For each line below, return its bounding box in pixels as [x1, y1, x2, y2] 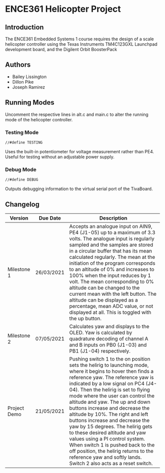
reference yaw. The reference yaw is [69, 374, 154, 381]
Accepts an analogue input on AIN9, [69, 223, 153, 230]
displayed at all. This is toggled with [69, 309, 151, 316]
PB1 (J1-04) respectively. [69, 348, 131, 355]
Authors [5, 60, 31, 69]
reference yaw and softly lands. [69, 454, 142, 461]
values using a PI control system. [69, 436, 145, 443]
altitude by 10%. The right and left [69, 411, 148, 418]
